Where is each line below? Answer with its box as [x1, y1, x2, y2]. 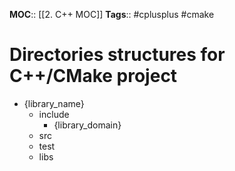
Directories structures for [9, 44, 226, 66]
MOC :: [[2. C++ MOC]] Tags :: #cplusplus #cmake [9, 9, 215, 20]
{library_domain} [53, 119, 122, 131]
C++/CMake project [9, 65, 178, 88]
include [38, 108, 70, 120]
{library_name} [23, 97, 85, 109]
